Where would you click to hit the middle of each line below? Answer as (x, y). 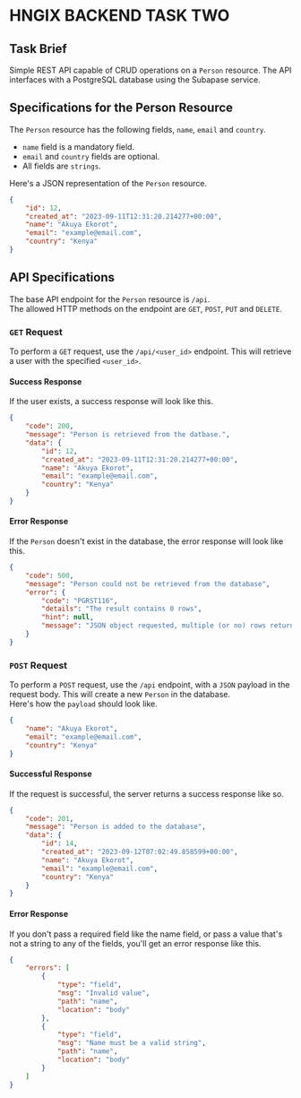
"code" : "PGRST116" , (80, 601)
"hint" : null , (68, 618)
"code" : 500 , (50, 575)
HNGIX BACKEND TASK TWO (120, 16)
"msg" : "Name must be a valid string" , (131, 1043)
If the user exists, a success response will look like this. (111, 402)
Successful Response (51, 774)
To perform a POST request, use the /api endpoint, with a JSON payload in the (150, 685)
